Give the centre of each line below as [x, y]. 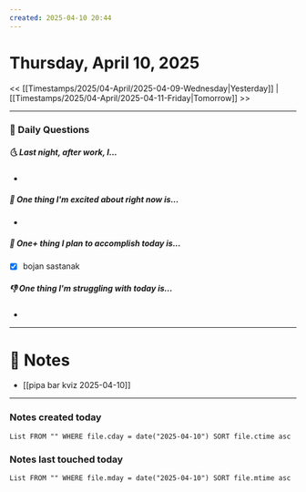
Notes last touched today [66, 459]
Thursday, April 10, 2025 [105, 62]
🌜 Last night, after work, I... [63, 152]
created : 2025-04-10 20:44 [61, 18]
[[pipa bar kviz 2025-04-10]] [76, 385]
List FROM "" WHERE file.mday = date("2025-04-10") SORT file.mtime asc [150, 478]
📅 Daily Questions [50, 130]
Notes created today [56, 417]
